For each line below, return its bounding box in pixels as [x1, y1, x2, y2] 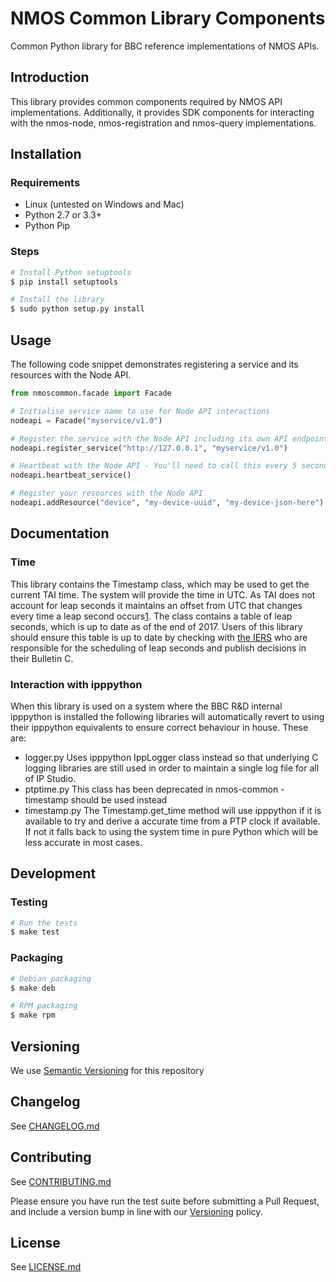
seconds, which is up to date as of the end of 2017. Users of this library [10, 620, 303, 632]
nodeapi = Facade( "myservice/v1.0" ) [10, 415, 163, 426]
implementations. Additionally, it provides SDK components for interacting [10, 106, 315, 118]
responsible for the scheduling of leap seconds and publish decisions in [10, 642, 307, 654]
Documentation [10, 525, 110, 542]
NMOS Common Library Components [10, 7, 326, 30]
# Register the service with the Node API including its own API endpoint [10, 433, 329, 444]
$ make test [10, 927, 60, 937]
